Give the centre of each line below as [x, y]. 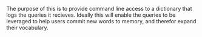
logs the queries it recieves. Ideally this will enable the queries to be [91, 15]
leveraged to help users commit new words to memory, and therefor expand [101, 21]
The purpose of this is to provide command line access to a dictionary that [99, 9]
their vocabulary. [27, 27]
